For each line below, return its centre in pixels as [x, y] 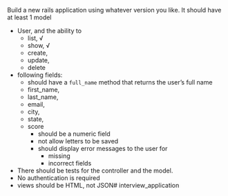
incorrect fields [70, 163]
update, [38, 60]
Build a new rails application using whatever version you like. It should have [114, 10]
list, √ [35, 38]
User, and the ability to [49, 31]
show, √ [39, 45]
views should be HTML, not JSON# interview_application [98, 185]
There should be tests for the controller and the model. [95, 170]
